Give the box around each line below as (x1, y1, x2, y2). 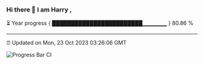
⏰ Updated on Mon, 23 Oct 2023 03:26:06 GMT (6, 39, 127, 46)
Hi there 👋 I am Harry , (6, 5, 72, 14)
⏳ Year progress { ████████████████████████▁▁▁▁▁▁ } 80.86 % (6, 19, 194, 27)
